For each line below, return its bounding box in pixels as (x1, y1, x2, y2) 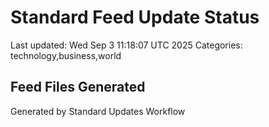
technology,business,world (10, 49, 122, 61)
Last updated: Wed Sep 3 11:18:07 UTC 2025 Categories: (10, 39, 243, 51)
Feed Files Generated (10, 79, 146, 96)
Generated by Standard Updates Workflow (10, 105, 186, 117)
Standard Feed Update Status (10, 6, 260, 29)
